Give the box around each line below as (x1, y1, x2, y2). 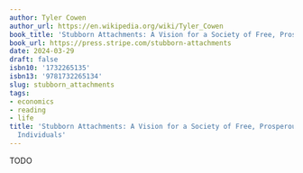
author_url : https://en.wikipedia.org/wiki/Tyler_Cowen (9, 22, 224, 31)
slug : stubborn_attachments (9, 80, 115, 89)
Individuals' (17, 131, 67, 140)
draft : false (9, 55, 59, 64)
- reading (9, 105, 47, 114)
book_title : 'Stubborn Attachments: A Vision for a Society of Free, (9, 30, 277, 39)
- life (9, 114, 34, 123)
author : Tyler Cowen (9, 13, 87, 23)
